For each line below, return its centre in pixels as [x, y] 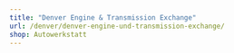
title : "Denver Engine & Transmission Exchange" [103, 18]
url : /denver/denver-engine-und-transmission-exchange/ [117, 26]
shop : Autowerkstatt [49, 34]
